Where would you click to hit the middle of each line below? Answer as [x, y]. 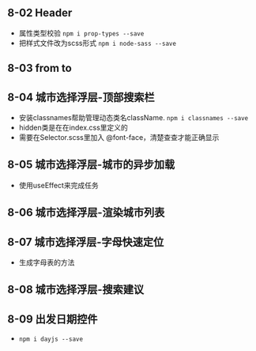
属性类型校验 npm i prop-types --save [81, 33]
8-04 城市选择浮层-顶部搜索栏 [81, 97]
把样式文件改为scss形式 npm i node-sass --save [98, 43]
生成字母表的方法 [47, 262]
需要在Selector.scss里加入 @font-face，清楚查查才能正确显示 [119, 138]
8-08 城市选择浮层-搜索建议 [76, 290]
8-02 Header [40, 13]
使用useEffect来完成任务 [59, 185]
